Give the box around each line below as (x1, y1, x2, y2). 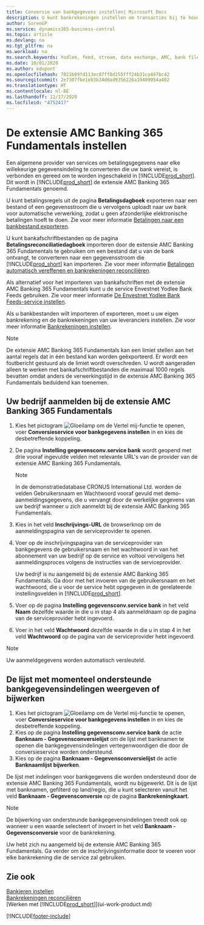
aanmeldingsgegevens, (15, 496, 74, 503)
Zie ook (6, 871, 35, 882)
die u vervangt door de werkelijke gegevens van (75, 496, 195, 503)
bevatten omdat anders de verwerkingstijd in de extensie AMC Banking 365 (6, 372, 195, 380)
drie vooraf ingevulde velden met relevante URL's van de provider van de (15, 453, 198, 461)
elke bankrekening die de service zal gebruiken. (6, 854, 126, 861)
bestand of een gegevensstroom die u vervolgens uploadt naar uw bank (6, 203, 187, 210)
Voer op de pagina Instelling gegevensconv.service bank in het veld (15, 601, 189, 609)
